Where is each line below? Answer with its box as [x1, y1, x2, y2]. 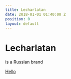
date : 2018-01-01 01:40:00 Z [5, 12, 66, 17]
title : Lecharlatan [5, 7, 46, 12]
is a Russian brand [5, 59, 43, 65]
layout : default [5, 21, 39, 26]
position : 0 [5, 16, 30, 21]
